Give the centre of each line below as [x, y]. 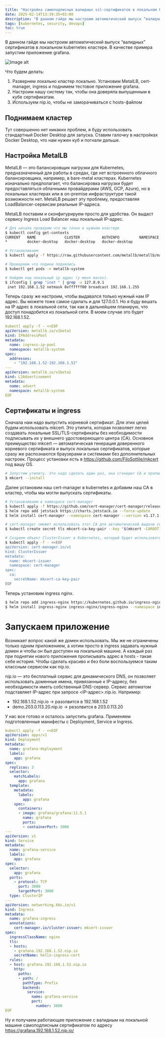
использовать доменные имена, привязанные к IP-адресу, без [71, 681]
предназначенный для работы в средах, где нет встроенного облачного [81, 173]
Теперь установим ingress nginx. [39, 593]
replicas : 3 [22, 767]
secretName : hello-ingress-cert [47, 956]
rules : [16, 960]
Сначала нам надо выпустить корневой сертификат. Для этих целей [77, 423]
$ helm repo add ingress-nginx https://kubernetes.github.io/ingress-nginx [84, 602]
